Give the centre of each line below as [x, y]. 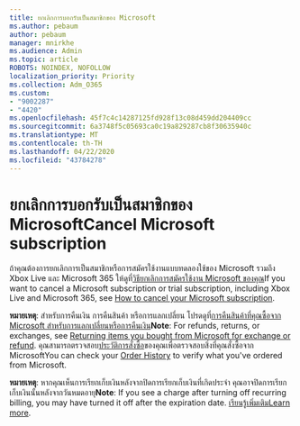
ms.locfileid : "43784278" [58, 160]
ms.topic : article [44, 59]
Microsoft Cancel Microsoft [112, 224]
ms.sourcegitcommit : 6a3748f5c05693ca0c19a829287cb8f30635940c [131, 127]
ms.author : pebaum [44, 26]
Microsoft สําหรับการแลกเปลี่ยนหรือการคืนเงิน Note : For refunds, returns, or [135, 326]
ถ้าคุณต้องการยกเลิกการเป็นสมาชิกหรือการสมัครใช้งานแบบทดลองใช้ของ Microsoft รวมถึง [143, 268]
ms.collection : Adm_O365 [56, 85]
